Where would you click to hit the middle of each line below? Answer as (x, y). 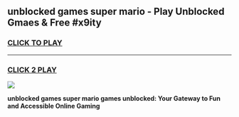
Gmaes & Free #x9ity (54, 23)
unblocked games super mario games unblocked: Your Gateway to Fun (114, 98)
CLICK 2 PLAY (32, 69)
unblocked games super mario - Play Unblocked (116, 12)
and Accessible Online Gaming (54, 106)
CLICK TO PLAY (35, 43)
